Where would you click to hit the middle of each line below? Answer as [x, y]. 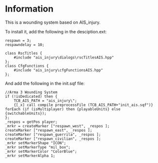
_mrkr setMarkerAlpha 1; [30, 156]
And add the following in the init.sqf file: [45, 83]
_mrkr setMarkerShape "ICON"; [36, 143]
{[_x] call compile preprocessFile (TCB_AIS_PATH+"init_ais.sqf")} [83, 105]
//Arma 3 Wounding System [31, 92]
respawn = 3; [18, 40]
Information [29, 9]
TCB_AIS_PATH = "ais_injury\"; [45, 101]
